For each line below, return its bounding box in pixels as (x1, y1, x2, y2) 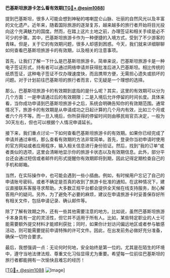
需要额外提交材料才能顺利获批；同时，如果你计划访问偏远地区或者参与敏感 (9, 221, 165, 227)
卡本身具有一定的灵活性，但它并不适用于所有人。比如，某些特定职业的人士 (5, 215, 160, 220)
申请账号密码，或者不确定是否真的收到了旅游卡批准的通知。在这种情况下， (5, 179, 160, 184)
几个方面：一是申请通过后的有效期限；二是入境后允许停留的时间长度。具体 (5, 94, 160, 100)
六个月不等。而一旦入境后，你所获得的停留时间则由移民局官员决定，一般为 (9, 113, 165, 119)
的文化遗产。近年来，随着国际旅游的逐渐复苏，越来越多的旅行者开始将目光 (5, 22, 160, 28)
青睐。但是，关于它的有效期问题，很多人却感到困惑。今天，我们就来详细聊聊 (5, 41, 165, 47)
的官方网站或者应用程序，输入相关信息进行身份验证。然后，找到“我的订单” (5, 143, 160, 149)
